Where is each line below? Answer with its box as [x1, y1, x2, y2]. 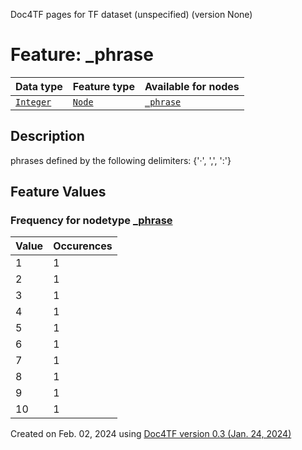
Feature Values [10, 184, 107, 201]
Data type [15, 79, 63, 93]
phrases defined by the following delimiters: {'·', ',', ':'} [10, 154, 232, 166]
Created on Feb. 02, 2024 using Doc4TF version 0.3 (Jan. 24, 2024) [10, 428, 292, 440]
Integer [15, 96, 52, 108]
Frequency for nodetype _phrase [10, 214, 173, 228]
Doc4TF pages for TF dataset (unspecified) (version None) [10, 9, 253, 20]
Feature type [72, 79, 135, 93]
